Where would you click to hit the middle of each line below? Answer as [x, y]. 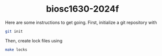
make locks [16, 50]
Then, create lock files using [34, 40]
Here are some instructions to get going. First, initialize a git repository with [81, 22]
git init [14, 31]
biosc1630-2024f [82, 9]
